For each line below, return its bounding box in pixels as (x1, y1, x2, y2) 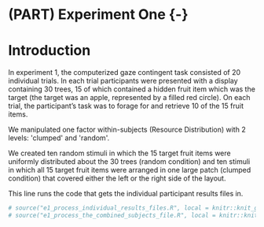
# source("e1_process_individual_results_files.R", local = (8, 204, 210, 212)
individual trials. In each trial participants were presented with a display (8, 76, 238, 86)
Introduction (8, 42, 91, 60)
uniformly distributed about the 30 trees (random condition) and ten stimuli (8, 157, 251, 166)
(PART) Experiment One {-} (8, 6, 189, 24)
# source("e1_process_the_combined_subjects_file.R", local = (8, 211, 216, 219)
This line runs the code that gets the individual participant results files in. (8, 189, 244, 199)
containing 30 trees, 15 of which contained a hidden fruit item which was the (8, 84, 255, 94)
